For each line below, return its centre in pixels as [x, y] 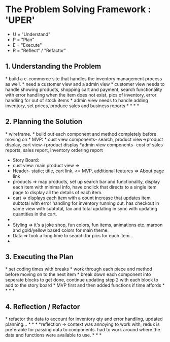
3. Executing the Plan [39, 257]
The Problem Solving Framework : [78, 9]
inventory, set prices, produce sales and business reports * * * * [72, 106]
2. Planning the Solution [44, 122]
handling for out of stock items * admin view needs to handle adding [77, 100]
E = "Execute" [27, 45]
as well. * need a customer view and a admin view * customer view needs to [85, 84]
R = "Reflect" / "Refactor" [39, 50]
